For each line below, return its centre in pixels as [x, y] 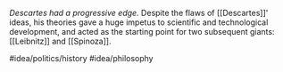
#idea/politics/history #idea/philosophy [81, 58]
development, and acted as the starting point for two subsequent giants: [142, 32]
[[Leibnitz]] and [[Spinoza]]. [60, 41]
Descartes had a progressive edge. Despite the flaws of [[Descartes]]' [139, 13]
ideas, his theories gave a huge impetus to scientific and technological [139, 22]
